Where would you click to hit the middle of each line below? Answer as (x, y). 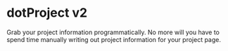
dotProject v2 (47, 13)
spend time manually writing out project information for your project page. (114, 39)
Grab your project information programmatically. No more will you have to (113, 32)
